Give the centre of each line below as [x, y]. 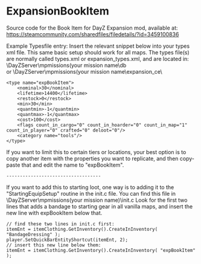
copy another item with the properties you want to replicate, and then [92, 158]
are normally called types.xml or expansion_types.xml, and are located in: [97, 59]
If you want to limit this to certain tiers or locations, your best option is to [96, 152]
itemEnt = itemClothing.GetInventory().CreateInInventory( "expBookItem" [101, 250]
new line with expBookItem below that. [54, 213]
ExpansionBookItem [58, 11]
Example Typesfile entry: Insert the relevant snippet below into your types [98, 46]
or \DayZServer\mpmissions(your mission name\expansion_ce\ [85, 71]
